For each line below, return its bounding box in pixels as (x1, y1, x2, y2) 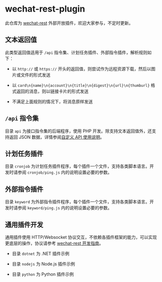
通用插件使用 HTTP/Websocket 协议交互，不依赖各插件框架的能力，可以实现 (5, 234, 157, 240)
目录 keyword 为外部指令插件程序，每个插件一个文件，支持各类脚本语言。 (5, 199, 150, 205)
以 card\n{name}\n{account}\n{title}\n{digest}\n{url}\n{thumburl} (12, 82, 150, 88)
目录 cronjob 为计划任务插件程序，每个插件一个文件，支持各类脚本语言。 (5, 164, 150, 169)
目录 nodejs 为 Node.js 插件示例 (12, 261, 75, 266)
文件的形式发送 (20, 72, 51, 78)
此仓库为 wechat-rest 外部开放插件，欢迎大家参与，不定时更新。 (5, 20, 133, 26)
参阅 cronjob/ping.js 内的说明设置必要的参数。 (17, 169, 112, 175)
